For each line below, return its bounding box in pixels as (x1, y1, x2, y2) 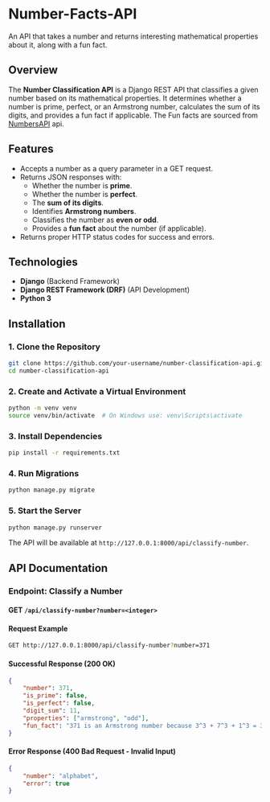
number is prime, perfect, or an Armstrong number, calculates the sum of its (8, 101, 260, 111)
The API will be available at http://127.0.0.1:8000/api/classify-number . (8, 538, 249, 548)
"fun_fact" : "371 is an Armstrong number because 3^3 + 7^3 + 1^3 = (22, 722, 257, 730)
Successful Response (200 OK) (8, 659, 117, 668)
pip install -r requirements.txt (8, 449, 121, 457)
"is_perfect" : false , (22, 699, 95, 708)
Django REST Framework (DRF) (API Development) (19, 285, 190, 294)
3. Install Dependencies (8, 430, 103, 442)
